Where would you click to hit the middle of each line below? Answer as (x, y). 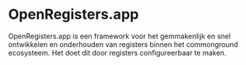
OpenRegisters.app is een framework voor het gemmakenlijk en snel (119, 36)
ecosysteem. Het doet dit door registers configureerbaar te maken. (117, 52)
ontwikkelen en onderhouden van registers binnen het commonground (123, 44)
